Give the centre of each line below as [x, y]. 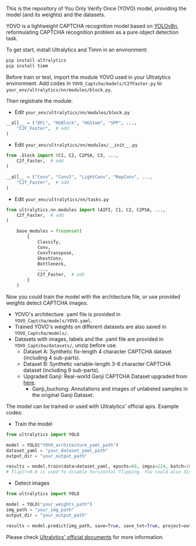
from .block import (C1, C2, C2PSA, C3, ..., [62, 155]
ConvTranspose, [56, 253]
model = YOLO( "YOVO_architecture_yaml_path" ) [62, 445]
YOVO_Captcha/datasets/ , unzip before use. [66, 345]
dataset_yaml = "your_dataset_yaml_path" [57, 450]
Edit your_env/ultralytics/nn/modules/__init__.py [76, 145]
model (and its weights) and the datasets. [56, 15]
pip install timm [27, 66]
